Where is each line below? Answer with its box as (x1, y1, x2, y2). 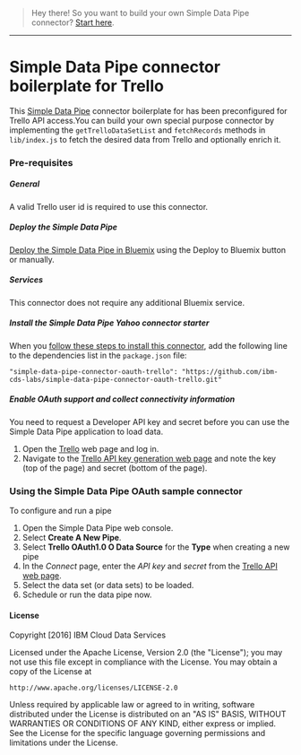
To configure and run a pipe (9, 506, 112, 516)
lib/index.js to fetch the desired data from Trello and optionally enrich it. (9, 134, 281, 144)
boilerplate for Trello (9, 76, 164, 97)
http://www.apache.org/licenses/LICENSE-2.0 (9, 683, 178, 693)
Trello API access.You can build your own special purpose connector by (9, 115, 275, 126)
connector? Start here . (30, 17, 115, 28)
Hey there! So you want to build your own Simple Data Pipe (30, 8, 250, 18)
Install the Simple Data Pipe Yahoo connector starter (9, 317, 210, 328)
